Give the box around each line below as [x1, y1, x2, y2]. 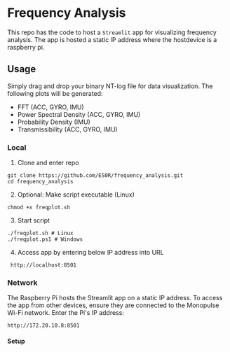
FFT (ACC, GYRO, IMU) [17, 103, 84, 111]
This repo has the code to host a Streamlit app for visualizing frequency [7, 28, 217, 36]
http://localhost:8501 [10, 262, 77, 269]
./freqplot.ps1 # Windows [7, 236, 83, 243]
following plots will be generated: [7, 89, 103, 97]
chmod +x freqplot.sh [7, 204, 71, 211]
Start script [17, 216, 50, 225]
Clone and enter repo [17, 159, 79, 167]
